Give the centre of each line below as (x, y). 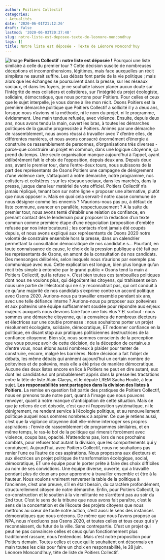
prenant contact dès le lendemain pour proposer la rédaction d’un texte (77, 217)
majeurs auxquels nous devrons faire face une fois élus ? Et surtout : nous (80, 311)
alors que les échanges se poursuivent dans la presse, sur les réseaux (76, 81)
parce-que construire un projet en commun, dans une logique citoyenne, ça (82, 149)
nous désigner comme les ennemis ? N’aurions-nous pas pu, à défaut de (79, 201)
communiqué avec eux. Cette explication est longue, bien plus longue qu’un (82, 264)
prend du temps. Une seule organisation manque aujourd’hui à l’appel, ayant (82, 154)
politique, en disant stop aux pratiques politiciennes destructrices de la (77, 332)
